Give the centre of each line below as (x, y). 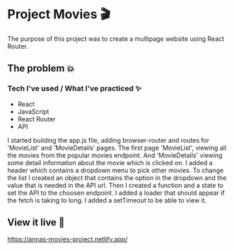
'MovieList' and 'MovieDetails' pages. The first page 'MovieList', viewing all (117, 148)
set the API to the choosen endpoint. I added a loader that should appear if (116, 193)
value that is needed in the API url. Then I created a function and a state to (116, 185)
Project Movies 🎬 (59, 14)
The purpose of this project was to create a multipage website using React (116, 38)
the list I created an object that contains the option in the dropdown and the (117, 177)
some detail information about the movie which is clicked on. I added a (110, 162)
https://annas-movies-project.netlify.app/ (68, 239)
